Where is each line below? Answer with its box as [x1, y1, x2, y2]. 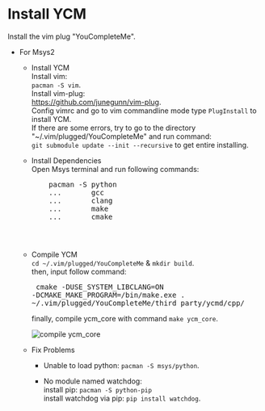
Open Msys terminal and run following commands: [31, 164, 200, 174]
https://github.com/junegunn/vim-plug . [31, 97, 162, 107]
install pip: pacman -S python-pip [43, 384, 153, 394]
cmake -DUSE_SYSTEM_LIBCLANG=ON [36, 282, 164, 291]
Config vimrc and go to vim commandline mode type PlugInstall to [31, 106, 257, 115]
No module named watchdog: [43, 376, 142, 386]
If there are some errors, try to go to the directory [31, 123, 196, 132]
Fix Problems [31, 345, 75, 354]
